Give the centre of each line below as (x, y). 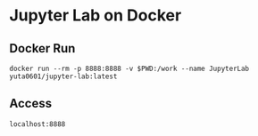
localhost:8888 (37, 124)
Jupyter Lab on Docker (96, 16)
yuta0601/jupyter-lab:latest (63, 76)
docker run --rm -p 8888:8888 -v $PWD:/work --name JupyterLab (129, 68)
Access (30, 104)
